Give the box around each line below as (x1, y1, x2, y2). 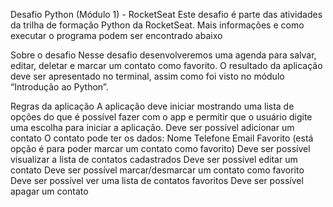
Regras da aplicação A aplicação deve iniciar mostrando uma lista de (10, 100, 295, 112)
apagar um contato (10, 185, 89, 197)
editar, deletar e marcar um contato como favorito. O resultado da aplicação (10, 60, 323, 71)
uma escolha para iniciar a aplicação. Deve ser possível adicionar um (10, 122, 295, 133)
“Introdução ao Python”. (10, 81, 109, 93)
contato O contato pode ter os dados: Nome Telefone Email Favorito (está (10, 132, 314, 144)
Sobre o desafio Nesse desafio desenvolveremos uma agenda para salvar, (10, 49, 317, 61)
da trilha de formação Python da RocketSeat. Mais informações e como (10, 19, 305, 31)
